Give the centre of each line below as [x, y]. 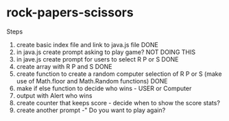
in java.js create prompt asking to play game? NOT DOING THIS [106, 52]
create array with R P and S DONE [64, 66]
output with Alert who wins [54, 95]
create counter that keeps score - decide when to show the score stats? [118, 103]
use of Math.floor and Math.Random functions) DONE [92, 81]
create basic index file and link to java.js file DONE [87, 44]
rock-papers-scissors [70, 13]
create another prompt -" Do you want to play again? [91, 110]
